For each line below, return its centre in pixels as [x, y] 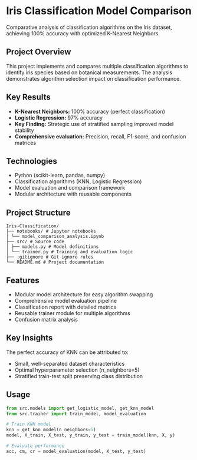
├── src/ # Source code [35, 242]
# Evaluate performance [35, 446]
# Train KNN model [29, 424]
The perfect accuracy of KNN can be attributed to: [67, 352]
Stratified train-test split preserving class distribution [79, 376]
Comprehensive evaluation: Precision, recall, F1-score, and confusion [100, 136]
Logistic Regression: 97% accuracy [59, 118]
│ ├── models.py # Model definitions [52, 247]
